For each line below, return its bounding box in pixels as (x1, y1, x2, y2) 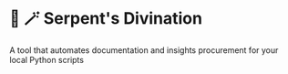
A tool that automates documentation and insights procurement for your (9, 44, 279, 56)
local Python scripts (9, 54, 85, 65)
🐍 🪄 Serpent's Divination (9, 8, 203, 29)
